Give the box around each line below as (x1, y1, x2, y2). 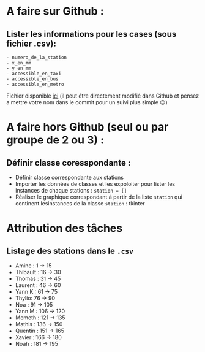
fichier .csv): (6, 38, 57, 48)
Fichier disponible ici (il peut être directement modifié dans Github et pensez (6, 92, 199, 99)
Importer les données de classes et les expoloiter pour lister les (15, 180, 176, 188)
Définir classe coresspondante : (6, 158, 131, 168)
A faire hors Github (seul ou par (6, 120, 169, 134)
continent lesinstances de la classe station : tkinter (15, 200, 145, 207)
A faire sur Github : (6, 4, 104, 18)
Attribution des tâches (6, 221, 123, 235)
